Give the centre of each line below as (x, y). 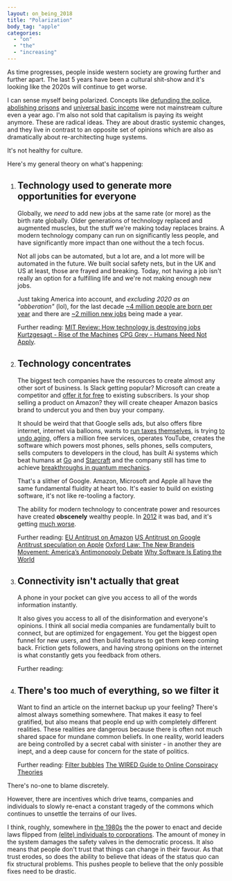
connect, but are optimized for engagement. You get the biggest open (117, 633)
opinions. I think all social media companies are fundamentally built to (116, 626)
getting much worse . (47, 523)
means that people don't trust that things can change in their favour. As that (115, 849)
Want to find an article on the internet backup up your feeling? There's (117, 707)
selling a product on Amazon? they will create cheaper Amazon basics (117, 402)
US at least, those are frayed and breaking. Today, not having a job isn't (119, 270)
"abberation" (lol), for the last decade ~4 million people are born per (115, 306)
